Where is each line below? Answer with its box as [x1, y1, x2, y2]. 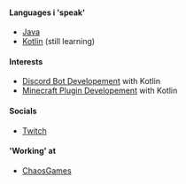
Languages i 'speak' [9, 7, 86, 18]
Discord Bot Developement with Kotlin [21, 76, 161, 87]
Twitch [21, 125, 47, 136]
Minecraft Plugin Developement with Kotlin [21, 85, 178, 96]
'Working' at [9, 146, 56, 157]
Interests [9, 56, 43, 66]
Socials [9, 106, 37, 116]
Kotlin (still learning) [21, 36, 96, 47]
